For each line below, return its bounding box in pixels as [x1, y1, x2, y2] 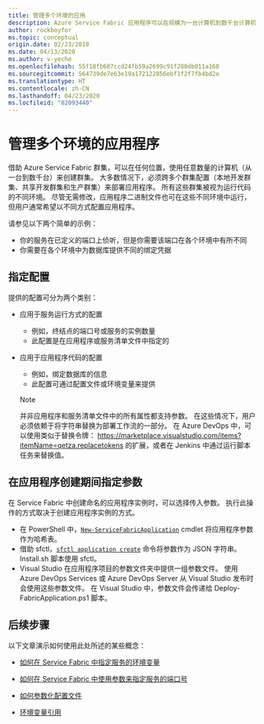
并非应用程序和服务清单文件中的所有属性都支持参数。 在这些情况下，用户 [19, 411, 256, 420]
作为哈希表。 [19, 534, 61, 543]
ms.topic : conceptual [8, 33, 79, 42]
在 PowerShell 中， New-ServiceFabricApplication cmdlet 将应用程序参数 [19, 524, 254, 534]
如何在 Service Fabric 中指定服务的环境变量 [19, 657, 160, 667]
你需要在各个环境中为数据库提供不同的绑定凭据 [19, 245, 171, 255]
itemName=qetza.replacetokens [19, 441, 124, 450]
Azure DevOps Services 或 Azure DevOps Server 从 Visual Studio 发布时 [19, 573, 254, 583]
